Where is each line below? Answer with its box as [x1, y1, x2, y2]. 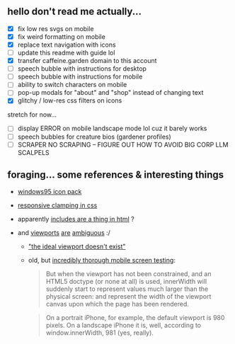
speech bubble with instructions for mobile [17, 72, 143, 81]
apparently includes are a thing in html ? [17, 215, 134, 224]
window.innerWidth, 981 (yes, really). [45, 328, 154, 337]
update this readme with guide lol [17, 49, 115, 57]
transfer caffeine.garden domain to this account [17, 57, 157, 65]
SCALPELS [17, 148, 50, 156]
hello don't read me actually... [7, 6, 142, 18]
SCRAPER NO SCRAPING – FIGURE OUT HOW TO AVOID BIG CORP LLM [17, 140, 229, 149]
